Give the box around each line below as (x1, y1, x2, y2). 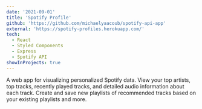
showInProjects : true (6, 59, 61, 65)
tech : (6, 31, 20, 38)
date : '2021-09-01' (6, 8, 56, 15)
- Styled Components (11, 43, 64, 49)
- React (11, 37, 31, 43)
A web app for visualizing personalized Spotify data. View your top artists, (6, 76, 191, 84)
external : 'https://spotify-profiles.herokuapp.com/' (6, 25, 145, 32)
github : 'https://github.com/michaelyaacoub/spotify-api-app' (6, 20, 166, 26)
